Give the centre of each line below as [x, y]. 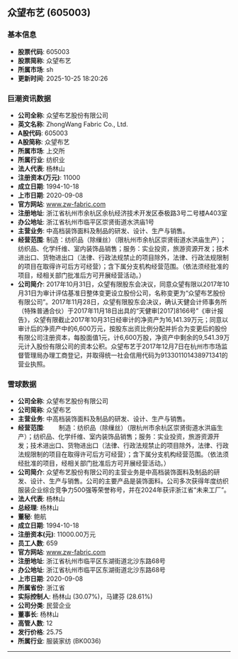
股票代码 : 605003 [43, 51]
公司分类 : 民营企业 [44, 606]
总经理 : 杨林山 [38, 508]
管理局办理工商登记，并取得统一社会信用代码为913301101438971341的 [126, 355]
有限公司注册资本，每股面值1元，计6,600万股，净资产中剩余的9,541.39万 [124, 337]
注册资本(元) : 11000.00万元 [57, 535]
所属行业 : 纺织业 [41, 159]
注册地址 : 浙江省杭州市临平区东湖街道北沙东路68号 [92, 561]
